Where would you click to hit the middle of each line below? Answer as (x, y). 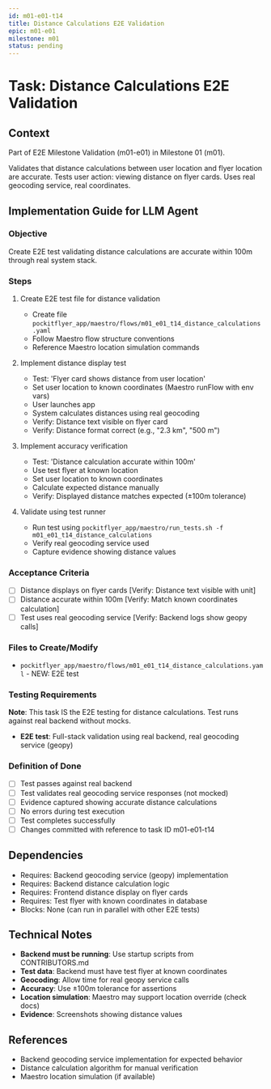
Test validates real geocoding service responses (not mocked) (124, 793)
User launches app (64, 405)
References (38, 1040)
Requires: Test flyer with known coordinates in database (114, 900)
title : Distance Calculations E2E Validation (86, 23)
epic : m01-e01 (32, 31)
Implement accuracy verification (74, 446)
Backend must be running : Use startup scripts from (107, 954)
